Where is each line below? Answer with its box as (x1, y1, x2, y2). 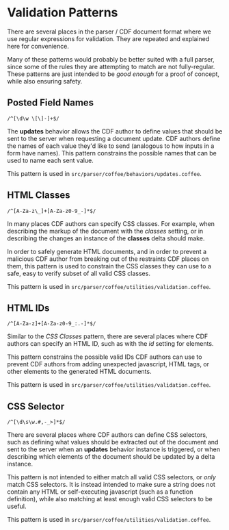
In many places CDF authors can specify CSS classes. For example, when (7, 219, 215, 227)
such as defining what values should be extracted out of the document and (7, 438, 219, 446)
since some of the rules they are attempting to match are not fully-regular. (7, 62, 215, 71)
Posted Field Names (7, 97, 94, 109)
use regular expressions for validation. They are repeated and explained (7, 34, 210, 42)
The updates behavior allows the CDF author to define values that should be (7, 127, 223, 135)
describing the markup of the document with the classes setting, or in (7, 227, 204, 235)
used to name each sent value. (7, 156, 94, 164)
